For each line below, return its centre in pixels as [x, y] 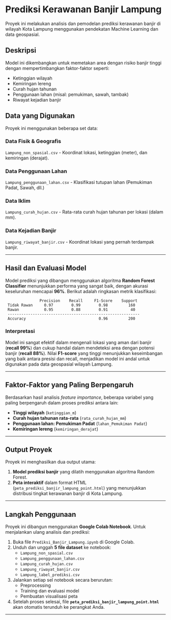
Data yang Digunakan [40, 116]
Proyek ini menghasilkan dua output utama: [51, 462]
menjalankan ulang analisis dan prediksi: [48, 532]
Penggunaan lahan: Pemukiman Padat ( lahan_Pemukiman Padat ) [80, 423]
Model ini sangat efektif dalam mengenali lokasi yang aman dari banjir [78, 342]
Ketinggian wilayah [32, 78]
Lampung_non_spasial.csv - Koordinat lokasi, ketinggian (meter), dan [76, 152]
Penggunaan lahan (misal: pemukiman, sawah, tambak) [70, 94]
